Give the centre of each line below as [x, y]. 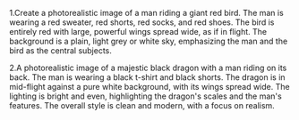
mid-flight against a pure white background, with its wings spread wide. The [149, 87]
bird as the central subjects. [60, 51]
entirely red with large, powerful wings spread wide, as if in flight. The [138, 32]
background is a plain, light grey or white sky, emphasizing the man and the [149, 41]
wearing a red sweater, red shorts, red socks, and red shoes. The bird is [142, 22]
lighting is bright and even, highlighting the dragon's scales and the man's [145, 96]
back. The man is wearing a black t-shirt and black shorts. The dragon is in [147, 77]
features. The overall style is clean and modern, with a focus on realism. [142, 105]
